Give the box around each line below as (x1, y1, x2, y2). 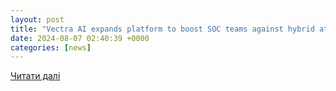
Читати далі (10, 70, 61, 82)
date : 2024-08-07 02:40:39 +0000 (10, 33, 150, 43)
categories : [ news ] (10, 42, 92, 53)
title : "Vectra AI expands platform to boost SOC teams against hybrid (10, 24, 315, 34)
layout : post (10, 14, 65, 25)
